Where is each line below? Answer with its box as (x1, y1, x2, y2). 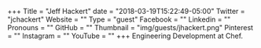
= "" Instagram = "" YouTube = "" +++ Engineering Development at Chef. (7, 31, 244, 40)
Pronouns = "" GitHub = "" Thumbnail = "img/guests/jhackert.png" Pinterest (7, 23, 253, 32)
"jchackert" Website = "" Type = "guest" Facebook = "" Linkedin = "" (7, 15, 231, 24)
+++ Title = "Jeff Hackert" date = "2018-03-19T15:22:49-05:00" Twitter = (7, 7, 245, 15)
